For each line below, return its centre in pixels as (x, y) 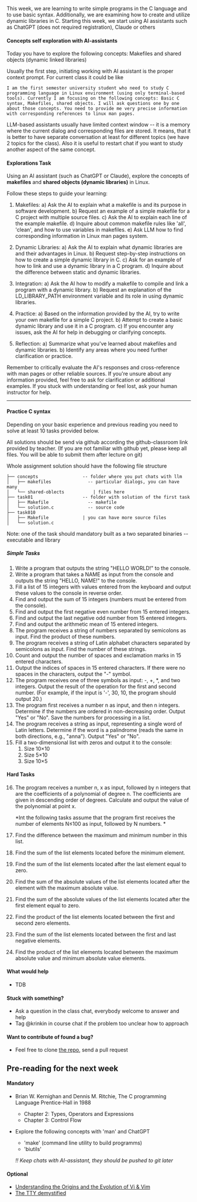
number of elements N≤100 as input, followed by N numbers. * (90, 823)
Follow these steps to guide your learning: (57, 193)
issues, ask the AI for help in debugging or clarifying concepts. (91, 332)
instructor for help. (29, 393)
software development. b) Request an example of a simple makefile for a (102, 211)
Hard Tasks (21, 774)
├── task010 (21, 512)
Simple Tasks (23, 553)
